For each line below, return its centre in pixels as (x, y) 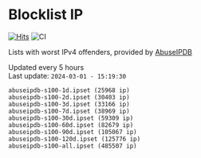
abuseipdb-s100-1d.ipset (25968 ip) (69, 90)
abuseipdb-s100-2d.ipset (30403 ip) (69, 97)
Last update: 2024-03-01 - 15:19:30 (67, 75)
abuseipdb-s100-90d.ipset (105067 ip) (73, 132)
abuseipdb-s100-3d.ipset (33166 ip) (69, 104)
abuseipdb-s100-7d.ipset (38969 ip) (69, 111)
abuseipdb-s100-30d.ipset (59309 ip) (71, 118)
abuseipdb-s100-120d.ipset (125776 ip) (75, 139)
